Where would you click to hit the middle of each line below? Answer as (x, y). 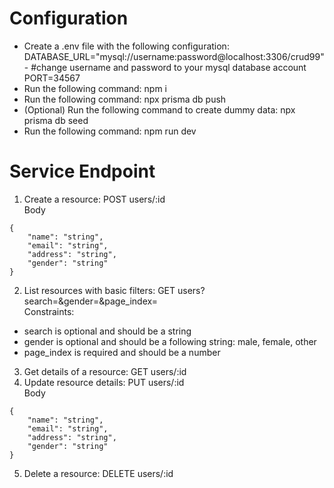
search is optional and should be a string (107, 331)
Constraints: (49, 311)
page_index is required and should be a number (122, 352)
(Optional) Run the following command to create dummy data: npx (159, 109)
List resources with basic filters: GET (99, 290)
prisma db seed (56, 120)
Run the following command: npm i (95, 88)
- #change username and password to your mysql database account (165, 67)
